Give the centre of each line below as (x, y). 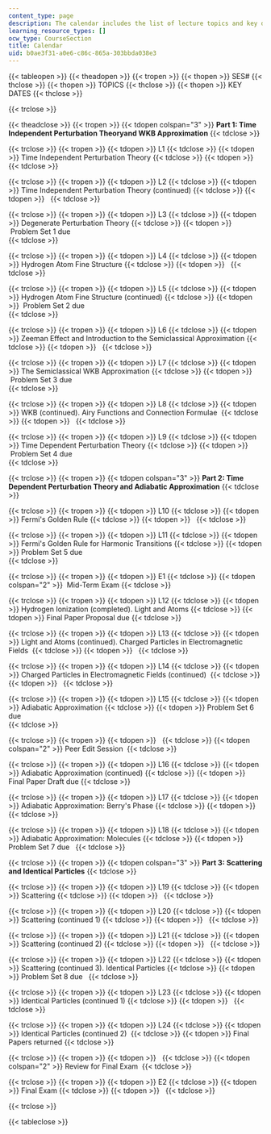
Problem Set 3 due (41, 379)
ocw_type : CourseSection (50, 38)
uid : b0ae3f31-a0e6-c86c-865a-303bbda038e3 (83, 53)
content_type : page (41, 16)
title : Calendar (35, 46)
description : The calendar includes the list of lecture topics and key (133, 23)
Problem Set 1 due (40, 231)
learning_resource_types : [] (57, 31)
